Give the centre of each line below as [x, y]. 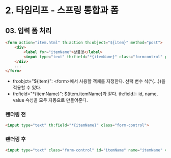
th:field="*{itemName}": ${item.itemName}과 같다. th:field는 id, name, [85, 94]
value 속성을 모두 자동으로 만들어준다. [50, 100]
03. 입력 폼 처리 [28, 31]
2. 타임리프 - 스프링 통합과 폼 [62, 10]
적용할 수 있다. [27, 88]
